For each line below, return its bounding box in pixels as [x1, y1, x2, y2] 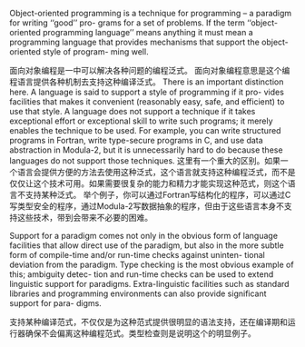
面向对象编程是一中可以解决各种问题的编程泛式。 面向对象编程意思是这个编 [9, 65, 290, 75]
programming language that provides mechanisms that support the [9, 36, 261, 47]
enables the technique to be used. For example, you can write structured [9, 125, 281, 135]
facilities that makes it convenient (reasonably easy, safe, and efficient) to [9, 96, 285, 107]
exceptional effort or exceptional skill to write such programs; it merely [9, 115, 274, 126]
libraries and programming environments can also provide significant [9, 288, 267, 299]
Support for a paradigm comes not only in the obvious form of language [9, 231, 279, 241]
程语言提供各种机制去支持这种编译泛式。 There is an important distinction [9, 76, 284, 87]
